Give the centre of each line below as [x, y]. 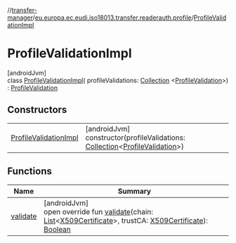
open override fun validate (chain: [98, 211]
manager [20, 18]
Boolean [57, 229]
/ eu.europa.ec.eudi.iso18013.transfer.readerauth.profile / [113, 18]
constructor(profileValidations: [136, 138]
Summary [135, 191]
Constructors [37, 110]
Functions [30, 171]
